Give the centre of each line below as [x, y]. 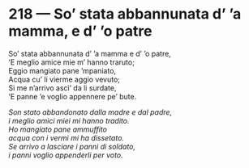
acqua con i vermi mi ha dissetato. [66, 137]
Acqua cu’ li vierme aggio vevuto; [64, 79]
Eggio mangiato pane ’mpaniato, [62, 70]
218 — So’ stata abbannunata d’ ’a [125, 14]
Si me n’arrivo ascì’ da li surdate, [62, 88]
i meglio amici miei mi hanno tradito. [69, 120]
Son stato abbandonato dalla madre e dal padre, [90, 112]
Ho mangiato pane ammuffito [58, 129]
